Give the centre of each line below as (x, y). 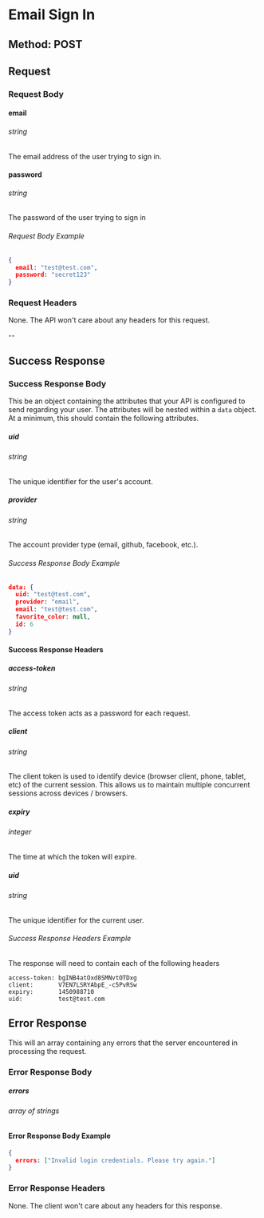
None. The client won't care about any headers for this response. (115, 1205)
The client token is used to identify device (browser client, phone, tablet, (127, 776)
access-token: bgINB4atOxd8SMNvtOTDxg (73, 978)
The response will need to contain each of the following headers (114, 963)
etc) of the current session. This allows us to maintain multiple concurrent (129, 785)
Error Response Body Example (60, 1136)
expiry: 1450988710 (51, 992)
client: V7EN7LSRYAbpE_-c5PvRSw (73, 985)
